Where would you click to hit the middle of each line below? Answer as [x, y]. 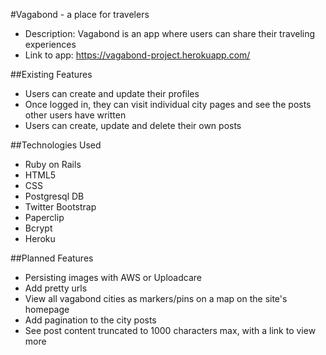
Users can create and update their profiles [112, 93]
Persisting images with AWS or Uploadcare [113, 277]
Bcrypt [38, 228]
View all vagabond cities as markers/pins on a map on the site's [156, 298]
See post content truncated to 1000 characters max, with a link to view [170, 330]
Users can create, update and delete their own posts [133, 125]
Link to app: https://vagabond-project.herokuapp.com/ [137, 55]
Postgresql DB [54, 196]
